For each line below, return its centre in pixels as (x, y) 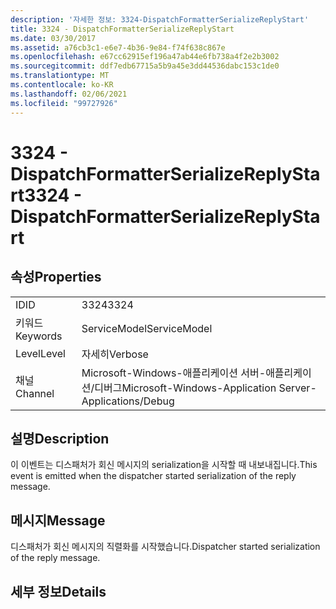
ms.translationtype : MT (60, 76)
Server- (297, 388)
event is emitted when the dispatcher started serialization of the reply (153, 476)
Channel (35, 393)
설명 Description (60, 438)
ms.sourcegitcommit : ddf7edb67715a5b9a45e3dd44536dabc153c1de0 (145, 66)
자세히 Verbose (115, 354)
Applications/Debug (128, 401)
